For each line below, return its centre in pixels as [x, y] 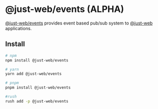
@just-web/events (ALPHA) [65, 9]
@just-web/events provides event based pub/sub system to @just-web [79, 23]
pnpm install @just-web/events [38, 88]
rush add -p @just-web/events [37, 101]
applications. [18, 28]
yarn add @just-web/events [33, 74]
